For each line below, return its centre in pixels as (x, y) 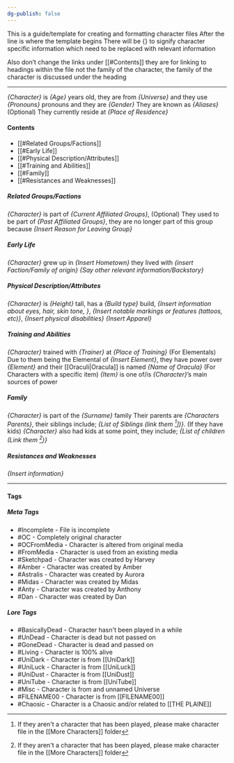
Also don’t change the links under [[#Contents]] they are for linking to (107, 62)
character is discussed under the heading (67, 77)
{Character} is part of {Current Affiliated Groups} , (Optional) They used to (113, 214)
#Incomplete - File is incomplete (63, 530)
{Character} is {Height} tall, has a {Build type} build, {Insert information (109, 303)
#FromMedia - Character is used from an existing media (97, 552)
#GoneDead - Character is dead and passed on (85, 645)
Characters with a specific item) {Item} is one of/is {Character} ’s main (107, 374)
